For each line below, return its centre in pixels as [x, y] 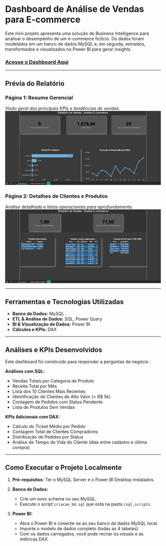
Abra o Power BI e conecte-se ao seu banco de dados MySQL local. [89, 523]
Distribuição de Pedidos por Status [48, 437]
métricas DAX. [34, 539]
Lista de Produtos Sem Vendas [43, 407]
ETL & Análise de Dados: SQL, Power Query [57, 319]
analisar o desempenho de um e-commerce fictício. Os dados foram [75, 39]
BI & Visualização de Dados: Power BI [51, 324]
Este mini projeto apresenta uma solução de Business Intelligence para [77, 33]
